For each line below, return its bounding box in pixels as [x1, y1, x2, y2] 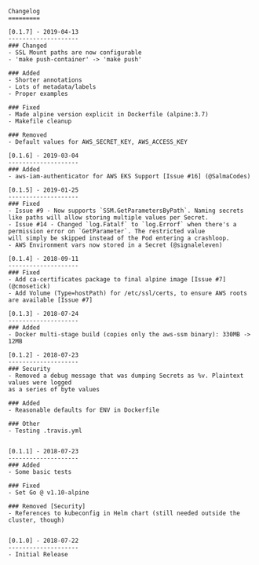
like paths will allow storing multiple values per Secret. [8, 214, 210, 222]
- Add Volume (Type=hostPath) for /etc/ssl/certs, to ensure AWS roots [8, 289, 247, 297]
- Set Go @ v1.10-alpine [8, 489, 89, 497]
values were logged [8, 379, 72, 387]
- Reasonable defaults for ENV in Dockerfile [8, 406, 159, 414]
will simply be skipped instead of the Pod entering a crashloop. [8, 234, 230, 242]
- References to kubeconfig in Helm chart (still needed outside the [8, 509, 241, 517]
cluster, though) [8, 516, 65, 524]
